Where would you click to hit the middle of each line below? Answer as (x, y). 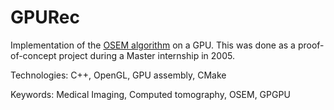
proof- (311, 45)
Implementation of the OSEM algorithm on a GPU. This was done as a (153, 45)
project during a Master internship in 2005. (146, 55)
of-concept (33, 55)
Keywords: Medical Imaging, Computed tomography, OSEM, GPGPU (150, 94)
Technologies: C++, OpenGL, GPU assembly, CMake (118, 75)
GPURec (45, 17)
